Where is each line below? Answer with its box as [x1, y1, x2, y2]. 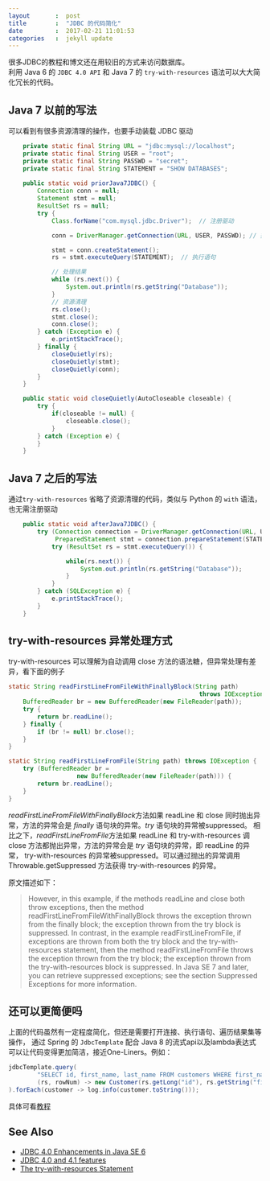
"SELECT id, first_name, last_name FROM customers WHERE [37, 1071, 231, 1079]
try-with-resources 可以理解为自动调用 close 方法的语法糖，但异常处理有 [8, 656, 249, 666]
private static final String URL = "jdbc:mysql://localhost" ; [22, 142, 235, 150]
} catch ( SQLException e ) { [37, 587, 131, 595]
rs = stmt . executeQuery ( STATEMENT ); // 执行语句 [51, 253, 216, 261]
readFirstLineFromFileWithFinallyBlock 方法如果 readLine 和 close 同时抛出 [8, 810, 254, 820]
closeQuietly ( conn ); [51, 365, 121, 373]
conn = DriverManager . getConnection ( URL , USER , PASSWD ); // [51, 231, 257, 240]
